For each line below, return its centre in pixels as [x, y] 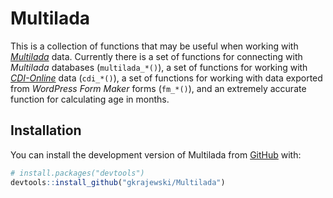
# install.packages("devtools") [77, 173]
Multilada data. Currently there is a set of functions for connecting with [156, 56]
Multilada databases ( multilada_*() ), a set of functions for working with [159, 67]
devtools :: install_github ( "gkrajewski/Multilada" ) [118, 182]
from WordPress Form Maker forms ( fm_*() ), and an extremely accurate [158, 88]
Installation [46, 130]
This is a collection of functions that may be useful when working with [154, 46]
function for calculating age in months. [90, 99]
